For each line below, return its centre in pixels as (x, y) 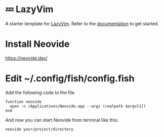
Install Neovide (37, 44)
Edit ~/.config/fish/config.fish (70, 79)
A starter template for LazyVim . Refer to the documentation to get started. (82, 23)
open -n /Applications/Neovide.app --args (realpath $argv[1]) (78, 106)
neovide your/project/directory (39, 129)
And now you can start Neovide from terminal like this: (62, 120)
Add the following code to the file (40, 93)
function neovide (24, 102)
